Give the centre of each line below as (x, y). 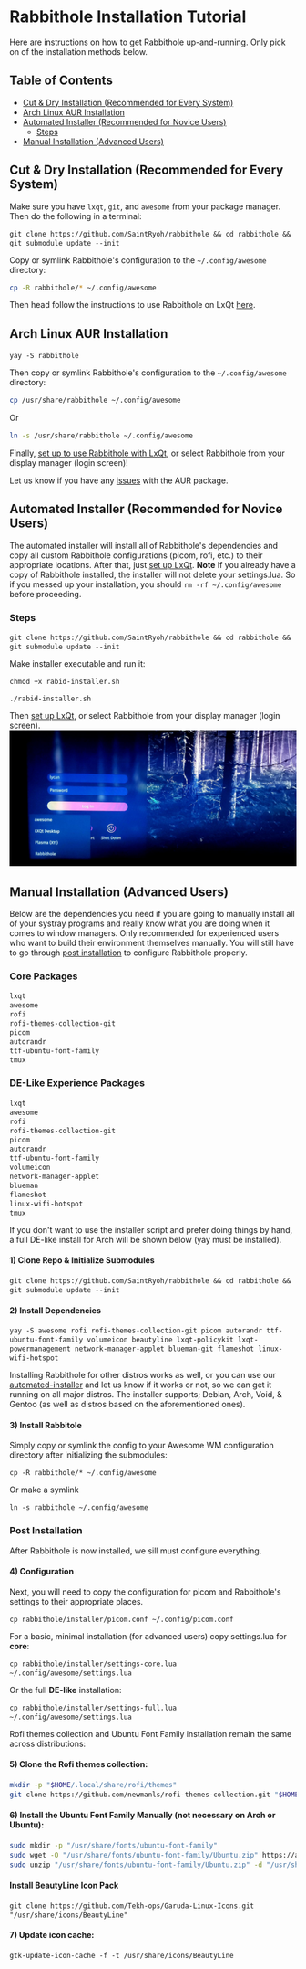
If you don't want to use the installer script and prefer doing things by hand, (151, 1229)
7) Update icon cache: (52, 1935)
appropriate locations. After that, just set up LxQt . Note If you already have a (153, 564)
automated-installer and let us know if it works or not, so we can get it (141, 1385)
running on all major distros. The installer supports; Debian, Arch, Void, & (146, 1395)
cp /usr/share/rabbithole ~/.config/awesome (95, 400)
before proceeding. (46, 594)
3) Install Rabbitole (46, 1425)
